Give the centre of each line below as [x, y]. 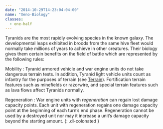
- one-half [21, 24]
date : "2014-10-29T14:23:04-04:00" [42, 10]
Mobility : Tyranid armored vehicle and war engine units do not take [75, 69]
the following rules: [25, 59]
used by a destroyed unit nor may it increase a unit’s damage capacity [77, 116]
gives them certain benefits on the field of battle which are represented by [81, 54]
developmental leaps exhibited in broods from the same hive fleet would [79, 43]
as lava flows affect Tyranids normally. [45, 90]
